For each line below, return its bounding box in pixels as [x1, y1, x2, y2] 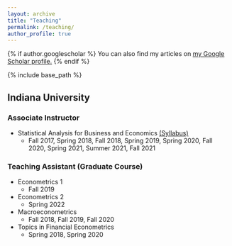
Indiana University [7, 91, 90, 104]
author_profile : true [7, 30, 72, 38]
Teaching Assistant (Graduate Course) [7, 161, 143, 171]
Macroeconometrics [17, 208, 77, 216]
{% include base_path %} [7, 71, 82, 79]
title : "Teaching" [7, 17, 62, 24]
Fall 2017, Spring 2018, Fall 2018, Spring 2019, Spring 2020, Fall [28, 136, 213, 145]
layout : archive [7, 10, 55, 18]
